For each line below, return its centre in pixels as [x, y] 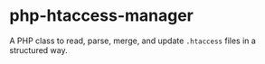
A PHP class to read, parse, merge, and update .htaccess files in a [132, 41]
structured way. [38, 50]
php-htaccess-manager [102, 16]
